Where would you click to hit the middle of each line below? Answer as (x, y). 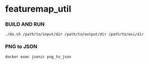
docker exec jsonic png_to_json (38, 57)
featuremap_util (38, 9)
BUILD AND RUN (25, 24)
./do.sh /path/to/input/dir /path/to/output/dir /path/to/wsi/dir (74, 34)
